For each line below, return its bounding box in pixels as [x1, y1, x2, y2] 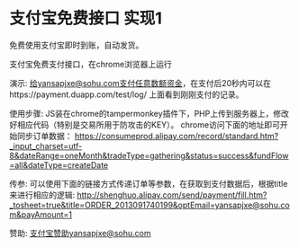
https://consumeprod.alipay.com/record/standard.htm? [74, 130, 279, 141]
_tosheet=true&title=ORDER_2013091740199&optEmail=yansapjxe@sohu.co [9, 199, 290, 210]
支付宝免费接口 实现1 [9, 8, 162, 29]
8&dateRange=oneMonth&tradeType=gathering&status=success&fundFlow [9, 150, 289, 161]
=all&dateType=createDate [9, 159, 109, 171]
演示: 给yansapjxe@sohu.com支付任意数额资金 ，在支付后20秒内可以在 [9, 77, 272, 88]
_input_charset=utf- [9, 140, 83, 151]
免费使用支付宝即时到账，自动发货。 [9, 40, 144, 50]
